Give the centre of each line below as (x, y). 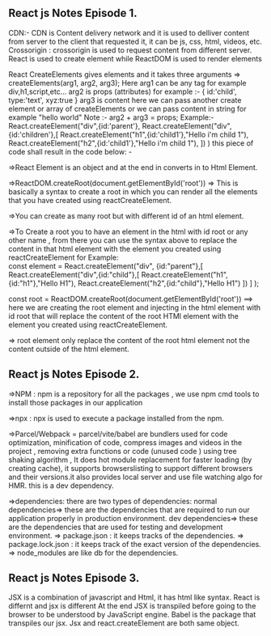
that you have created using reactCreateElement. (90, 200)
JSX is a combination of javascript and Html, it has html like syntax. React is (134, 597)
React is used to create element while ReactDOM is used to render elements (135, 58)
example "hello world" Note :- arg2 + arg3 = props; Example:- (111, 117)
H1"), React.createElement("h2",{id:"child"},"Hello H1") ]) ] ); (159, 283)
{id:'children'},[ (34, 134)
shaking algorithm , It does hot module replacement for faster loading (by (130, 460)
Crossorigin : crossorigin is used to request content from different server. (130, 50)
